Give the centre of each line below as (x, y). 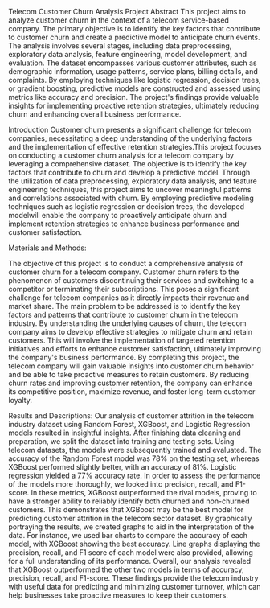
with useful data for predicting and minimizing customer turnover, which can (135, 587)
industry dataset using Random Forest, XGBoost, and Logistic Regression (129, 424)
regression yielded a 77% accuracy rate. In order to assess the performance (135, 475)
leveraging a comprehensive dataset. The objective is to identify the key (127, 164)
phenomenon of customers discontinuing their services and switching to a (131, 280)
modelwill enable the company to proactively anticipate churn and (118, 215)
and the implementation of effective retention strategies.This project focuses (135, 147)
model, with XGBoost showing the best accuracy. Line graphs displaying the (134, 544)
